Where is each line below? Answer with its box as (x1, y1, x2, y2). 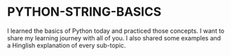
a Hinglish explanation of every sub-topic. (7, 41, 126, 49)
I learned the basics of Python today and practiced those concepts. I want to (7, 27, 225, 35)
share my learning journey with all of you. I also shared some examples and (7, 33, 221, 42)
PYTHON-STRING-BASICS (7, 4, 162, 20)
